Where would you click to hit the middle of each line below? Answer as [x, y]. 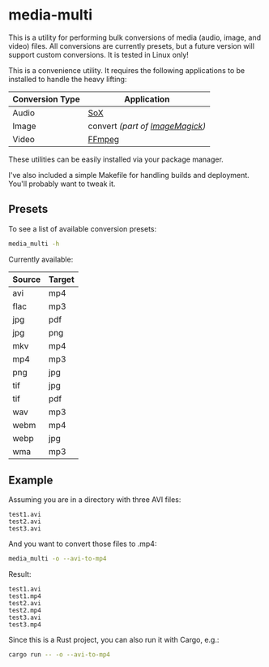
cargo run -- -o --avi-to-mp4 [60, 655]
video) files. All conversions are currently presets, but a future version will [132, 45]
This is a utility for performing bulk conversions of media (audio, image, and [135, 37]
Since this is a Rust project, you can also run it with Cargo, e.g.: [114, 640]
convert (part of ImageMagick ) [147, 126]
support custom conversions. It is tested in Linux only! [98, 54]
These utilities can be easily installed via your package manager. [116, 159]
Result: [20, 574]
